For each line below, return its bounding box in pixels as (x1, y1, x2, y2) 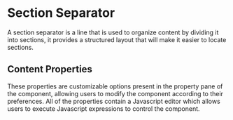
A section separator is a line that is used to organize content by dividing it (7, 28, 219, 36)
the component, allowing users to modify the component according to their (7, 89, 224, 98)
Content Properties (7, 63, 93, 75)
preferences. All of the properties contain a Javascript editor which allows (7, 97, 220, 105)
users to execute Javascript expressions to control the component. (7, 104, 201, 113)
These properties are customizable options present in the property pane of (7, 82, 223, 91)
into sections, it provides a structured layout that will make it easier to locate (7, 35, 227, 44)
